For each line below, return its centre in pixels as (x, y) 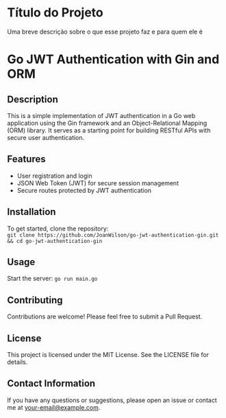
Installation (32, 212)
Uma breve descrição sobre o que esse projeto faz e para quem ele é (105, 32)
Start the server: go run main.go (52, 279)
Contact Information (51, 383)
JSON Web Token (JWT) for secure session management (98, 183)
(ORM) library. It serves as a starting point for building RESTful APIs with (109, 130)
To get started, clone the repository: (58, 229)
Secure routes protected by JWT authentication (84, 190)
